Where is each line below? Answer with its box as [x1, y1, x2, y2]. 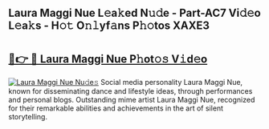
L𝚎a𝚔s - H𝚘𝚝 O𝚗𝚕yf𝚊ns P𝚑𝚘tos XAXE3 [8, 19, 210, 33]
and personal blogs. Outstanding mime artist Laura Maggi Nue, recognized [8, 95, 255, 104]
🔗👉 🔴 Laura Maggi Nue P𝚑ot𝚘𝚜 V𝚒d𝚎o [8, 52, 208, 66]
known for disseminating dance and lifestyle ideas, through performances [8, 87, 253, 95]
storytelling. [8, 112, 48, 121]
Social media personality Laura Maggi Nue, [100, 78, 243, 87]
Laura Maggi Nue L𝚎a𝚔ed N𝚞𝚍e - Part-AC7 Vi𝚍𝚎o [8, 6, 261, 20]
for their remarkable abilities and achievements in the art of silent [8, 103, 223, 113]
